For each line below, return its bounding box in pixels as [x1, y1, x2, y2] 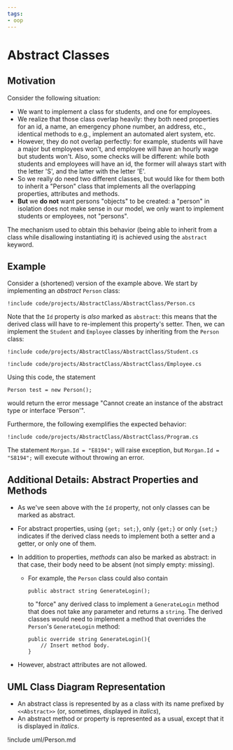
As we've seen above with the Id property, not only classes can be [17, 504, 210, 512]
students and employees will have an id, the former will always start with [17, 159, 227, 168]
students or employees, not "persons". [17, 211, 129, 220]
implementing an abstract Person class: [7, 287, 120, 295]
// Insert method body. [41, 642, 110, 650]
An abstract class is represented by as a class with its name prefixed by [17, 699, 225, 708]
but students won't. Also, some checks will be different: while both [17, 152, 210, 160]
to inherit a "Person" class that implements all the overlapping [17, 182, 196, 190]
